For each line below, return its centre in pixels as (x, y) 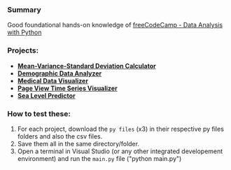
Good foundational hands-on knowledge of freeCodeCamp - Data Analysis (115, 25)
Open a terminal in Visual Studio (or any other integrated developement (120, 151)
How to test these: (39, 113)
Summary (24, 10)
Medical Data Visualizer (53, 80)
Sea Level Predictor (46, 95)
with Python (24, 32)
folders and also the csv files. (60, 136)
